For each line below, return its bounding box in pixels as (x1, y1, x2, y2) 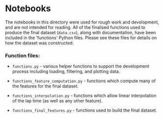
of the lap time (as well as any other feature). (12, 98, 103, 104)
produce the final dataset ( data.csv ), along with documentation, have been (5, 29, 156, 35)
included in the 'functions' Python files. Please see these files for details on (5, 35, 157, 41)
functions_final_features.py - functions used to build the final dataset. (12, 107, 158, 113)
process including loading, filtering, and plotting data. (12, 69, 120, 74)
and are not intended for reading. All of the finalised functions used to (5, 24, 146, 30)
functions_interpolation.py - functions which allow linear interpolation (12, 93, 157, 98)
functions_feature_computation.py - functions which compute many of (12, 78, 156, 84)
